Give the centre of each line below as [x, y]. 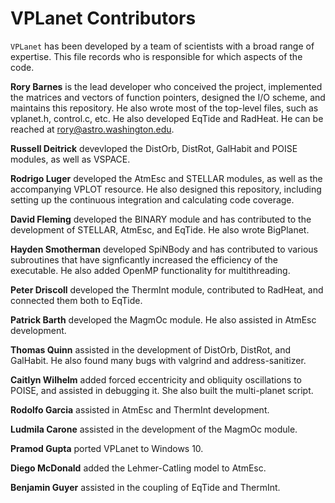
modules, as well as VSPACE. [70, 159]
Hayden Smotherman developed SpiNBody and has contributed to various [164, 249]
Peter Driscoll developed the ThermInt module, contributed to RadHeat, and [167, 289]
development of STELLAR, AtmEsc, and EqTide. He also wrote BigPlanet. [160, 229]
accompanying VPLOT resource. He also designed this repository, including [166, 189]
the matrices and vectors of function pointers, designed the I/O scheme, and [168, 97]
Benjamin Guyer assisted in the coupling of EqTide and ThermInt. [145, 487]
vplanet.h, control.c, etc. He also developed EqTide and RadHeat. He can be [167, 118]
